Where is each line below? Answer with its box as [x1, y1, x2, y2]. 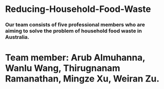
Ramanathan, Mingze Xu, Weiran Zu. [5, 73, 160, 85]
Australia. [5, 34, 30, 41]
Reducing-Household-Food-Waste [5, 3, 152, 15]
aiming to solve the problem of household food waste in [5, 27, 142, 34]
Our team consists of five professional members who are [5, 21, 145, 28]
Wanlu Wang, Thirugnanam [5, 63, 120, 74]
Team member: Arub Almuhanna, [5, 52, 146, 63]
